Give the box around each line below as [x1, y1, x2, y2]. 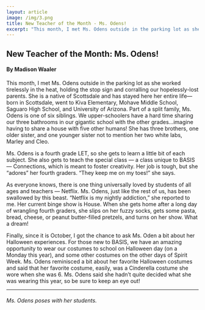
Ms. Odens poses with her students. [6, 297, 97, 304]
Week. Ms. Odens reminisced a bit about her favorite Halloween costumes [6, 257, 193, 265]
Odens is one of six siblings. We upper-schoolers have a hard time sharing [6, 111, 193, 119]
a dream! [6, 220, 29, 227]
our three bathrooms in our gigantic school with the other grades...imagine [6, 118, 193, 125]
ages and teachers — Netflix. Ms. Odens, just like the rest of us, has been [6, 187, 191, 194]
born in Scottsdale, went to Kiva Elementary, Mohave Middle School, [6, 98, 179, 106]
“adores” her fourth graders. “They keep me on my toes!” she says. [6, 169, 176, 176]
